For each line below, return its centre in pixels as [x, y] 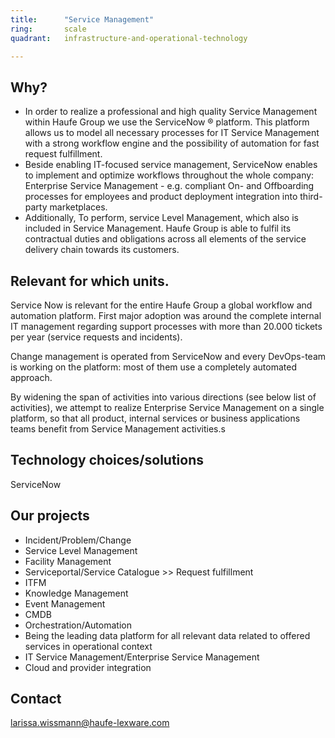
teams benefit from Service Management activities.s [118, 429]
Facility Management [68, 561]
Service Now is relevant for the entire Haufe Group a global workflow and [161, 305]
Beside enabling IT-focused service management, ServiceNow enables [171, 165]
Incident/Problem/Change [78, 540]
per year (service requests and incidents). [96, 337]
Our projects [50, 516]
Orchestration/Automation [78, 625]
